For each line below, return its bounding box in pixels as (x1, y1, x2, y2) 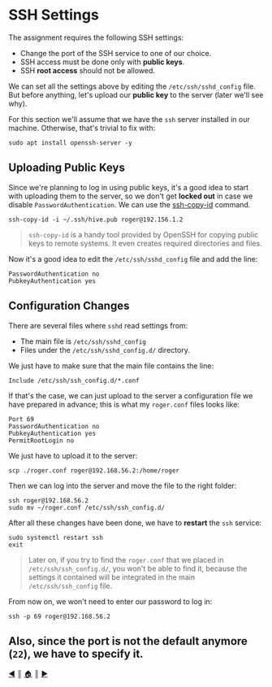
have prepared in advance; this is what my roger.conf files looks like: (8, 399, 240, 409)
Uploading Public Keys (8, 161, 126, 175)
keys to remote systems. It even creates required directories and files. (28, 238, 262, 248)
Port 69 (8, 415, 35, 424)
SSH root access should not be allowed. (19, 65, 156, 75)
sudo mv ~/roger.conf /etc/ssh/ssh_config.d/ (8, 503, 165, 511)
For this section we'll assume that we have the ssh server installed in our (8, 114, 250, 124)
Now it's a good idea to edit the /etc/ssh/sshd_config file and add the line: (8, 254, 258, 263)
